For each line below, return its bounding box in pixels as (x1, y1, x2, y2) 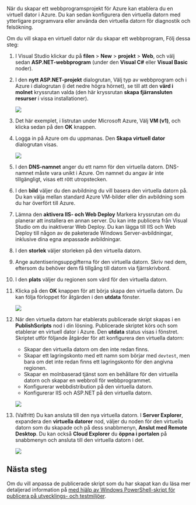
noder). (15, 65, 33, 72)
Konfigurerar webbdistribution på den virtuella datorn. (23, 383, 153, 390)
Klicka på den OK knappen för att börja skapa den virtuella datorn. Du (15, 287, 183, 294)
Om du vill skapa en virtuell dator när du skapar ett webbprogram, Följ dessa (6, 35, 191, 42)
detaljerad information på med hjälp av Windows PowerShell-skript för (6, 486, 176, 493)
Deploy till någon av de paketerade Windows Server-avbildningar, (15, 229, 173, 236)
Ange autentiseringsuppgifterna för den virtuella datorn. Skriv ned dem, (15, 259, 187, 265)
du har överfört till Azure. (15, 200, 76, 207)
